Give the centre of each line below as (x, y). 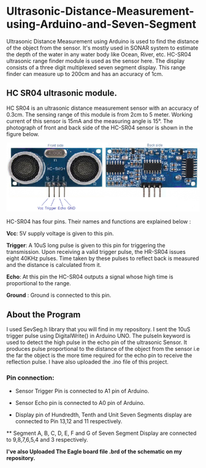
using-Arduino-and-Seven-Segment (101, 24)
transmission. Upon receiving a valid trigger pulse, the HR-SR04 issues (96, 252)
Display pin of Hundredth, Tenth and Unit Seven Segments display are (103, 415)
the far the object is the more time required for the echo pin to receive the (99, 355)
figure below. (23, 134)
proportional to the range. (39, 283)
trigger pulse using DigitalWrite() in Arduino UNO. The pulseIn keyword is (99, 336)
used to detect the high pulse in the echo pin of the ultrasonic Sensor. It (97, 342)
